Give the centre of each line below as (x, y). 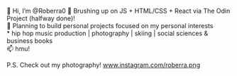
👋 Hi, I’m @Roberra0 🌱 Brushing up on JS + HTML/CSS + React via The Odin (118, 11)
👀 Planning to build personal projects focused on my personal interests (110, 26)
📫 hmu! (18, 49)
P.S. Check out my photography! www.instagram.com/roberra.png (103, 65)
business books (30, 41)
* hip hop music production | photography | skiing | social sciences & (108, 33)
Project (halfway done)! (41, 18)
